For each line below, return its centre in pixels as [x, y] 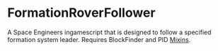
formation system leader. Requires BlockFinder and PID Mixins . [99, 39]
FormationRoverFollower [81, 13]
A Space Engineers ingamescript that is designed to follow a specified [109, 32]
